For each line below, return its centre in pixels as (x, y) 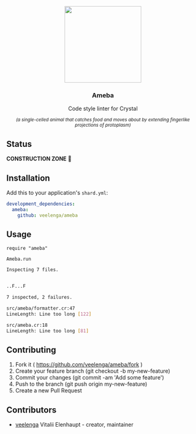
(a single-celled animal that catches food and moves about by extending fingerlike (103, 120)
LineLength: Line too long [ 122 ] (49, 314)
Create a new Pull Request (49, 391)
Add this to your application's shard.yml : (57, 192)
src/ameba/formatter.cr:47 (41, 308)
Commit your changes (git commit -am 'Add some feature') (89, 378)
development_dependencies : (41, 204)
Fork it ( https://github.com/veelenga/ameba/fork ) (79, 365)
